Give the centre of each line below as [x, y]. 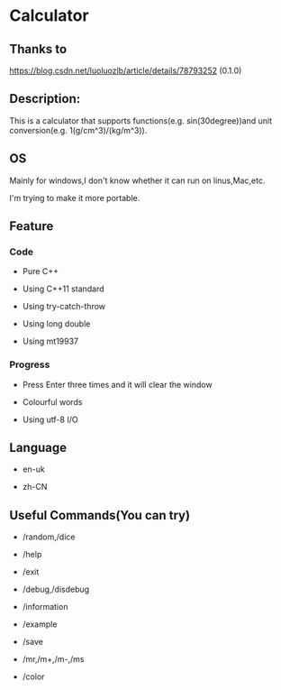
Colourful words [52, 401]
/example [40, 624]
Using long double [56, 324]
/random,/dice [49, 537]
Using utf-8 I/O [50, 419]
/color [33, 676]
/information [45, 607]
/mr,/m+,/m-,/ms [53, 659]
